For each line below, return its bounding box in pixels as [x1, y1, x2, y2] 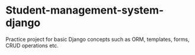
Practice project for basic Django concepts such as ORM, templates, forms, [5, 35, 190, 43]
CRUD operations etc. [5, 42, 59, 49]
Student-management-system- [5, 4, 164, 17]
